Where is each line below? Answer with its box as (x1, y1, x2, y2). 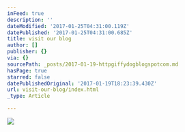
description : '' (7, 16, 53, 23)
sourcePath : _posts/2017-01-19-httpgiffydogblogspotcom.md (7, 61, 179, 68)
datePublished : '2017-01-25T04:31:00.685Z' (7, 29, 133, 36)
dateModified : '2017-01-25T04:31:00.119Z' (7, 23, 130, 29)
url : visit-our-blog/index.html (7, 86, 99, 93)
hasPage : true (7, 67, 48, 74)
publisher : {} (7, 49, 48, 55)
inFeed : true (7, 10, 44, 17)
